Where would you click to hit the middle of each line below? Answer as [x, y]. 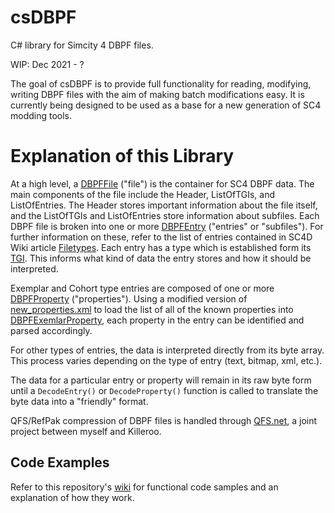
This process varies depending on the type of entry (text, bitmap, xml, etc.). [166, 360]
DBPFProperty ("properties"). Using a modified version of [129, 298]
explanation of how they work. [72, 497]
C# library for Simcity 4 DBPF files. [82, 45]
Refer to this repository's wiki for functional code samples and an [144, 487]
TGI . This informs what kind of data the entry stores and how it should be [161, 258]
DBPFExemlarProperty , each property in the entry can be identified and [157, 320]
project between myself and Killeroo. [86, 431]
